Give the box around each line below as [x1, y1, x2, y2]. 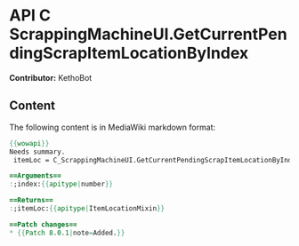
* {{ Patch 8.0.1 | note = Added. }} [9, 228, 125, 237]
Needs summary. [9, 147, 66, 156]
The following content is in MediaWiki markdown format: [9, 122, 216, 132]
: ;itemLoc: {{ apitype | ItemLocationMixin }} [9, 204, 166, 213]
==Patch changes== [9, 219, 77, 229]
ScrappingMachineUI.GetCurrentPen [9, 24, 287, 44]
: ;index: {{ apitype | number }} [9, 179, 114, 189]
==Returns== [9, 196, 53, 205]
